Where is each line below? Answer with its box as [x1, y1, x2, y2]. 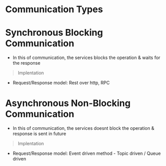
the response [12, 60, 41, 66]
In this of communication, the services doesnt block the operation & [12, 125, 155, 131]
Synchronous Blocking [5, 27, 103, 39]
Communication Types [5, 4, 103, 15]
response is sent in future [12, 131, 67, 137]
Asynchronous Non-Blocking [5, 98, 131, 109]
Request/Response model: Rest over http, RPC [12, 80, 110, 86]
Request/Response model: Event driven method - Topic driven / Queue [12, 150, 161, 156]
